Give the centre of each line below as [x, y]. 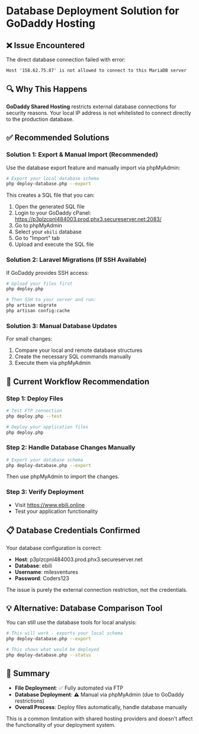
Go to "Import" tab [37, 238]
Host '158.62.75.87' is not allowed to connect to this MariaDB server [96, 70]
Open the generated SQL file [49, 207]
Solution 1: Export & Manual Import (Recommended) [82, 155]
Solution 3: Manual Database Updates [62, 326]
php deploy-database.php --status [49, 655]
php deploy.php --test [34, 416]
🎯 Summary [28, 674]
